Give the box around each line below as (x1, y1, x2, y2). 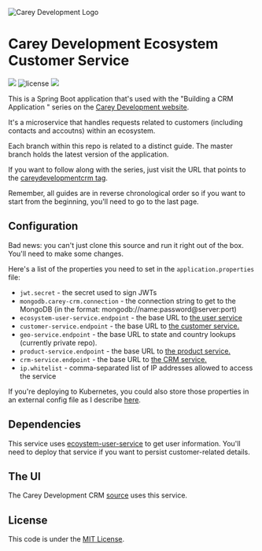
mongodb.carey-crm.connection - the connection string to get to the (19, 296, 236, 305)
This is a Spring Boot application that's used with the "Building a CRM (8, 94, 234, 103)
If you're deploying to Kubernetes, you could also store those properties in (8, 386, 249, 396)
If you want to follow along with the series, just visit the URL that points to (8, 165, 246, 174)
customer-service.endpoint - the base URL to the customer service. (19, 321, 240, 331)
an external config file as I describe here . (8, 394, 142, 405)
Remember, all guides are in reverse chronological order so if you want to (8, 188, 245, 198)
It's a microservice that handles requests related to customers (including (8, 117, 243, 127)
